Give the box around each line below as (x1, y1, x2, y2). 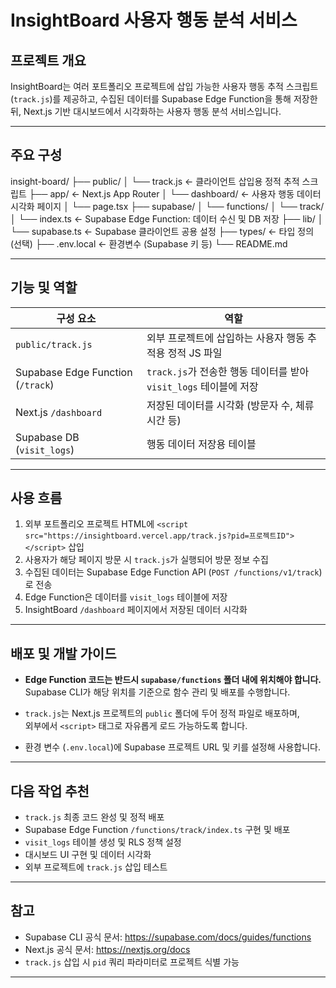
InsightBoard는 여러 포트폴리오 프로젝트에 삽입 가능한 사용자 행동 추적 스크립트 (10, 81, 319, 92)
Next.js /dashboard (15, 405, 103, 419)
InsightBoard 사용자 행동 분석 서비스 (10, 9, 298, 32)
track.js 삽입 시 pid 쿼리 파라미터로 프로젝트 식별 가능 (24, 956, 240, 968)
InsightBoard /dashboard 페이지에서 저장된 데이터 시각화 (24, 604, 248, 616)
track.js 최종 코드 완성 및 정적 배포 (24, 811, 165, 823)
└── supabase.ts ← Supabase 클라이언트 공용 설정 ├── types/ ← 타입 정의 (10, 225, 315, 237)
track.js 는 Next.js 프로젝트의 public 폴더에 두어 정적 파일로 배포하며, (24, 707, 300, 720)
